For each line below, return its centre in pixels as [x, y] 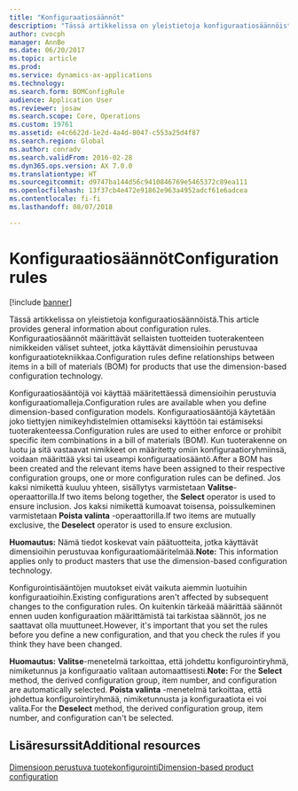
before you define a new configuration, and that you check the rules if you [145, 634]
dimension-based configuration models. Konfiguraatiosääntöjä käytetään [142, 411]
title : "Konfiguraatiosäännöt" [67, 17]
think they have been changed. [66, 644]
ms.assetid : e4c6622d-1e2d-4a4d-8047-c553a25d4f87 [105, 133]
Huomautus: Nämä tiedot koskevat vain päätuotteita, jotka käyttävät [134, 542]
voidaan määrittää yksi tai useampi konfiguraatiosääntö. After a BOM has [141, 458]
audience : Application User [61, 100]
